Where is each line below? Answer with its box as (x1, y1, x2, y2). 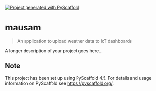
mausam (5, 22, 41, 33)
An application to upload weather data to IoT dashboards (17, 38, 132, 44)
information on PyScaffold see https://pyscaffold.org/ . (5, 80, 114, 86)
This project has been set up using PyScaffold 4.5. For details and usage (5, 75, 152, 81)
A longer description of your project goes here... (5, 47, 103, 54)
